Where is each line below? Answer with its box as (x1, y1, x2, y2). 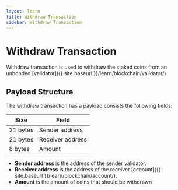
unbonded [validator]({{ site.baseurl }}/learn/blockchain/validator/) (6, 70, 166, 77)
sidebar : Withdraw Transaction (6, 19, 82, 25)
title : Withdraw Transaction (6, 14, 77, 20)
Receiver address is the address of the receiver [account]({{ (14, 166, 161, 173)
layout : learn (6, 8, 41, 15)
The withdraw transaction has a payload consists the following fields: (6, 103, 173, 110)
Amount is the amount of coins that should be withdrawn (14, 178, 152, 185)
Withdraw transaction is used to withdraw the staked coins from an (6, 64, 167, 71)
